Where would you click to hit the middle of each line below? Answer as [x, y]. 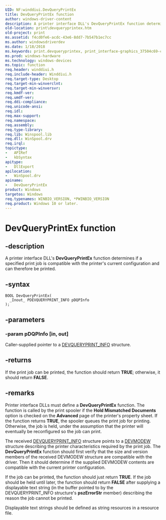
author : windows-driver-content [38, 19]
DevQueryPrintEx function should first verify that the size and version [77, 452]
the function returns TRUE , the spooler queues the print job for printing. [78, 421]
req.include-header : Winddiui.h [38, 74]
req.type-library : [24, 130]
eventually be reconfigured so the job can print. [54, 431]
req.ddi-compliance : [26, 102]
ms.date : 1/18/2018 [25, 47]
